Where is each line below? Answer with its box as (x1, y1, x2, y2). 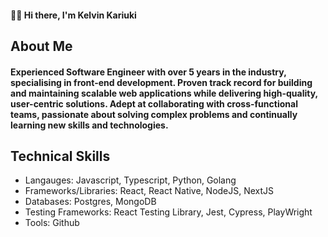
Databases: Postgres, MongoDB (24, 196, 157, 208)
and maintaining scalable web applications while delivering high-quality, (10, 87, 318, 99)
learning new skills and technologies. (10, 119, 169, 131)
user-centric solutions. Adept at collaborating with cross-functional (10, 97, 298, 110)
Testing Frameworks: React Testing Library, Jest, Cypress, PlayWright (24, 206, 313, 218)
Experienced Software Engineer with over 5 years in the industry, (10, 66, 287, 78)
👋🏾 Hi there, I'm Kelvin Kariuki (10, 9, 137, 21)
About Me (10, 37, 73, 55)
